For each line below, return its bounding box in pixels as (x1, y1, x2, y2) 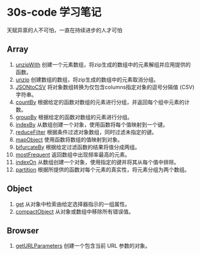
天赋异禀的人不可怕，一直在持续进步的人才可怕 (7, 26, 122, 34)
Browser (7, 226, 40, 236)
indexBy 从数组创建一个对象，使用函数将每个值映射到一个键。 (15, 121, 168, 128)
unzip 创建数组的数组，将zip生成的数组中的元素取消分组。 (15, 76, 159, 83)
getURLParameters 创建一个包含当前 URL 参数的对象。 (15, 242, 151, 250)
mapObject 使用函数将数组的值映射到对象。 (15, 136, 123, 143)
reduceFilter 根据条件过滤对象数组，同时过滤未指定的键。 (15, 128, 157, 136)
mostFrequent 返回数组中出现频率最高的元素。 (15, 151, 131, 158)
